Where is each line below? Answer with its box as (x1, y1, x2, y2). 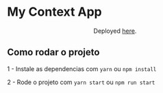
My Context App (7, 4, 103, 20)
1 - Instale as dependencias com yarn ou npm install (7, 64, 157, 72)
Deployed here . (93, 27, 137, 35)
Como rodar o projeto (7, 46, 100, 58)
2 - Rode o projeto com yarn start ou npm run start (7, 78, 155, 86)
